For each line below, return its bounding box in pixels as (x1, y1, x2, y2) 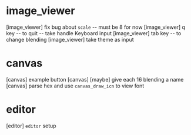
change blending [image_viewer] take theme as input (6, 36, 134, 43)
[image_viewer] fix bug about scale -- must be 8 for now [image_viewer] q (6, 23, 186, 31)
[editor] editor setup (6, 122, 57, 129)
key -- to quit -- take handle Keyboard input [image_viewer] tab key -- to (6, 29, 182, 36)
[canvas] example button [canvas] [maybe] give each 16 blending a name (6, 76, 184, 83)
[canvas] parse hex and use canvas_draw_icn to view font (6, 82, 145, 89)
